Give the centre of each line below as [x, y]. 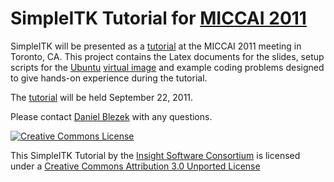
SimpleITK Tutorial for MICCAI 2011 [158, 18]
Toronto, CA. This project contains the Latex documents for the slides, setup [167, 56]
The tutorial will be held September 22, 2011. [102, 97]
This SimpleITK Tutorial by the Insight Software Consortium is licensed [155, 155]
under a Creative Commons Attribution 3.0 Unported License [135, 166]
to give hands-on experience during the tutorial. [109, 78]
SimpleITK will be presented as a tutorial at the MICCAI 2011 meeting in [156, 46]
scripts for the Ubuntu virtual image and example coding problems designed [167, 67]
